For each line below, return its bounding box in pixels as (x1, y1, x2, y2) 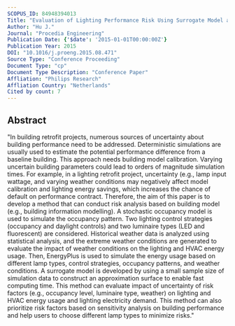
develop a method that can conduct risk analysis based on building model (7, 199, 220, 208)
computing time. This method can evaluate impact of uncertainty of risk (7, 281, 214, 290)
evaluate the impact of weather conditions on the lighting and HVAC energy (7, 244, 225, 253)
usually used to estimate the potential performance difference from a (7, 148, 206, 156)
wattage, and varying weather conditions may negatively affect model (7, 177, 208, 185)
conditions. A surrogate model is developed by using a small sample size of (7, 267, 225, 275)
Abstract (7, 114, 47, 126)
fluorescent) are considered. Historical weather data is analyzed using (7, 229, 210, 238)
